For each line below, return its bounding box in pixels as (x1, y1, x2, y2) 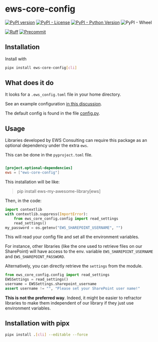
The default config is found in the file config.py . (5, 110, 101, 116)
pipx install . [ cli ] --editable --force (5, 332, 88, 337)
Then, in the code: (5, 198, 42, 204)
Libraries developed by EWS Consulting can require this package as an (5, 137, 147, 143)
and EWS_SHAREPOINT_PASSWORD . (5, 254, 66, 259)
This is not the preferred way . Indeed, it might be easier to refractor (5, 295, 142, 301)
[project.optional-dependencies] (5, 166, 73, 171)
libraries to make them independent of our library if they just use (5, 300, 134, 306)
